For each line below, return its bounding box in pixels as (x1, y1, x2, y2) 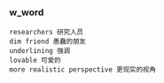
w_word (9, 6, 44, 19)
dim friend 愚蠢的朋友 (9, 37, 87, 46)
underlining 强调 (9, 47, 71, 56)
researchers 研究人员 (9, 28, 84, 37)
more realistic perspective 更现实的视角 (9, 65, 157, 74)
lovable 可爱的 (9, 56, 61, 65)
